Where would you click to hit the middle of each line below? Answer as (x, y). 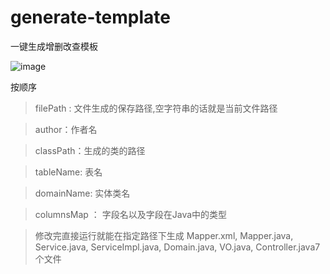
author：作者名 (66, 129)
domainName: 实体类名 (82, 193)
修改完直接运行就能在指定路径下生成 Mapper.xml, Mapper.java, (164, 235)
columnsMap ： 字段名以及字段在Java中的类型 (131, 214)
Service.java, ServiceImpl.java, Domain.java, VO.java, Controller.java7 (177, 247)
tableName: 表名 (68, 172)
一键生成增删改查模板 (54, 46)
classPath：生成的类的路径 (90, 150)
